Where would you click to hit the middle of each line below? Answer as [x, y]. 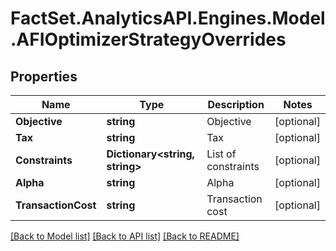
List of [221, 154]
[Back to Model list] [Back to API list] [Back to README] [125, 236]
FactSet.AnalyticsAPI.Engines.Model [168, 18]
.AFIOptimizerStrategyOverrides [148, 39]
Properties [44, 76]
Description [236, 104]
